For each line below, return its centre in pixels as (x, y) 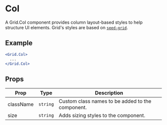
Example (19, 43)
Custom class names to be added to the (105, 101)
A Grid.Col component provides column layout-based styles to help (74, 22)
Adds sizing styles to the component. (102, 116)
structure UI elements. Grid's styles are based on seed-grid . (67, 27)
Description (109, 93)
